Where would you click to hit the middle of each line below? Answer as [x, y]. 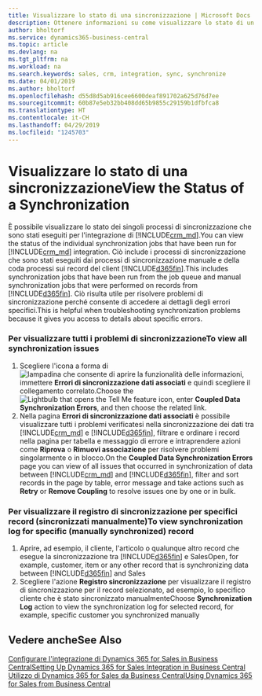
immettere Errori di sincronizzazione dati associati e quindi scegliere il [135, 382]
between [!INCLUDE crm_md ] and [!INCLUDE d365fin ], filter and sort [129, 474]
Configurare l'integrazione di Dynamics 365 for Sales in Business [113, 658]
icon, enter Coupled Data [199, 399]
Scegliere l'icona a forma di [64, 366]
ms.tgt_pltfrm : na [38, 60]
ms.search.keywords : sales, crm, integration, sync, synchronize [117, 74]
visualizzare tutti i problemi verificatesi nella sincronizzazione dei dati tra [137, 424]
